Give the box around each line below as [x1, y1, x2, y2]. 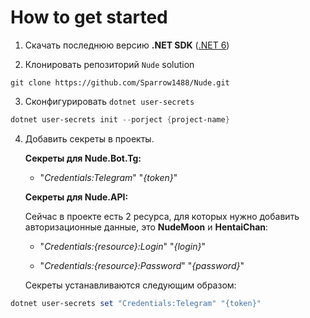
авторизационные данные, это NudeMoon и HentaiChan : [24, 221, 269, 233]
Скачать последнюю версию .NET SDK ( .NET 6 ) [24, 39, 230, 51]
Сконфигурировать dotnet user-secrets [24, 95, 195, 107]
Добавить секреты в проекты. [24, 132, 155, 145]
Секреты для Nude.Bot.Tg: [24, 152, 142, 164]
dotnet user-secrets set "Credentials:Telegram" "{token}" [10, 298, 262, 308]
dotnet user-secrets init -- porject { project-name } [10, 114, 230, 125]
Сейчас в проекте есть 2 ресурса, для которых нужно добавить [24, 210, 300, 222]
